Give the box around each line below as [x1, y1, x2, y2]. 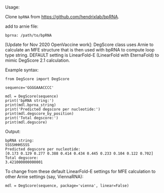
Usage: [5, 4, 20, 10]
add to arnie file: [5, 23, 39, 29]
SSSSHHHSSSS [5, 143, 30, 147]
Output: [5, 129, 21, 134]
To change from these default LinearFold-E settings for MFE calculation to [5, 168, 156, 174]
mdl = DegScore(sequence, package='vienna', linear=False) [5, 183, 129, 188]
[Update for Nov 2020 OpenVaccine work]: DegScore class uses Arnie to [5, 42, 154, 48]
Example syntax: [5, 67, 39, 73]
